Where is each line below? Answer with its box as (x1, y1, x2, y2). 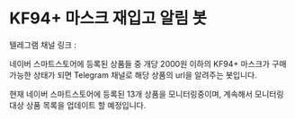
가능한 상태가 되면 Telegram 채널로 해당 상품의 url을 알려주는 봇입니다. (9, 69, 258, 81)
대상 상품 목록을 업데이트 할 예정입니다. (9, 99, 147, 110)
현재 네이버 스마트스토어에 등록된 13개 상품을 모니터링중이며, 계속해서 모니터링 (9, 89, 284, 99)
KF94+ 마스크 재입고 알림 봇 (9, 8, 208, 29)
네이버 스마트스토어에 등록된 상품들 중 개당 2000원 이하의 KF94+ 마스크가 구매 (9, 58, 287, 69)
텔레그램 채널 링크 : (9, 39, 76, 50)
